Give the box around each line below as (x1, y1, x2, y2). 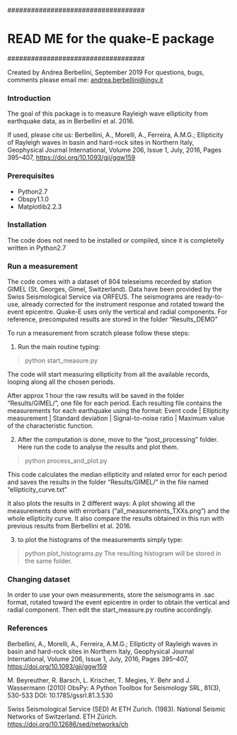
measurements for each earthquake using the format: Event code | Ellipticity (7, 407, 230, 415)
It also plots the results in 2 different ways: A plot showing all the (7, 499, 196, 508)
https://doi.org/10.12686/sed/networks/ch (7, 719, 129, 728)
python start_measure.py (24, 356, 98, 365)
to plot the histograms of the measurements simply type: (17, 536, 183, 544)
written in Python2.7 (7, 243, 67, 252)
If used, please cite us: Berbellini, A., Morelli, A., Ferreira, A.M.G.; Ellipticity (7, 131, 224, 139)
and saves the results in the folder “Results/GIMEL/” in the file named (7, 478, 209, 487)
